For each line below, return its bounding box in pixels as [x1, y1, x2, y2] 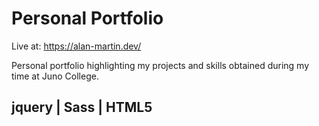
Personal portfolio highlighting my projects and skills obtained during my [11, 59, 310, 71]
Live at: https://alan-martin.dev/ [11, 40, 142, 52]
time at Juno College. [11, 70, 99, 82]
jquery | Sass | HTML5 [11, 99, 153, 116]
